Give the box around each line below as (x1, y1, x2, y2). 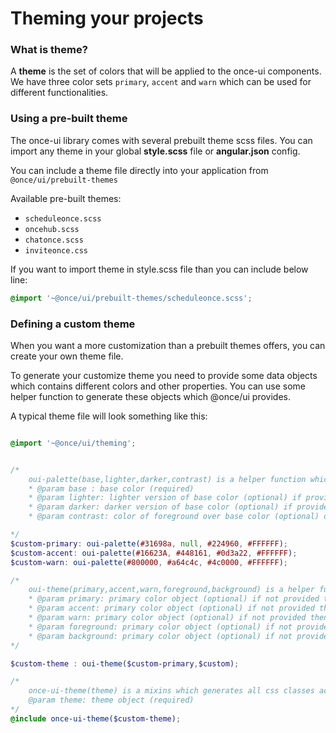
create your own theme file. (10, 350, 124, 362)
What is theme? (10, 43, 88, 57)
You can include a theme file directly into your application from (10, 164, 269, 176)
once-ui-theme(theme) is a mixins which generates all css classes (28, 686, 315, 696)
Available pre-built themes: (10, 192, 122, 204)
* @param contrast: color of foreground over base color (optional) (28, 512, 320, 522)
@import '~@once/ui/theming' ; (10, 438, 137, 448)
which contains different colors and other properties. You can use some (10, 380, 307, 392)
